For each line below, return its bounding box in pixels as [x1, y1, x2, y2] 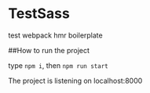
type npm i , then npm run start [8, 60, 108, 70]
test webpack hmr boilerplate [8, 30, 104, 40]
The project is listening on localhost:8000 [8, 76, 143, 85]
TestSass [8, 5, 71, 23]
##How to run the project [8, 45, 90, 55]
